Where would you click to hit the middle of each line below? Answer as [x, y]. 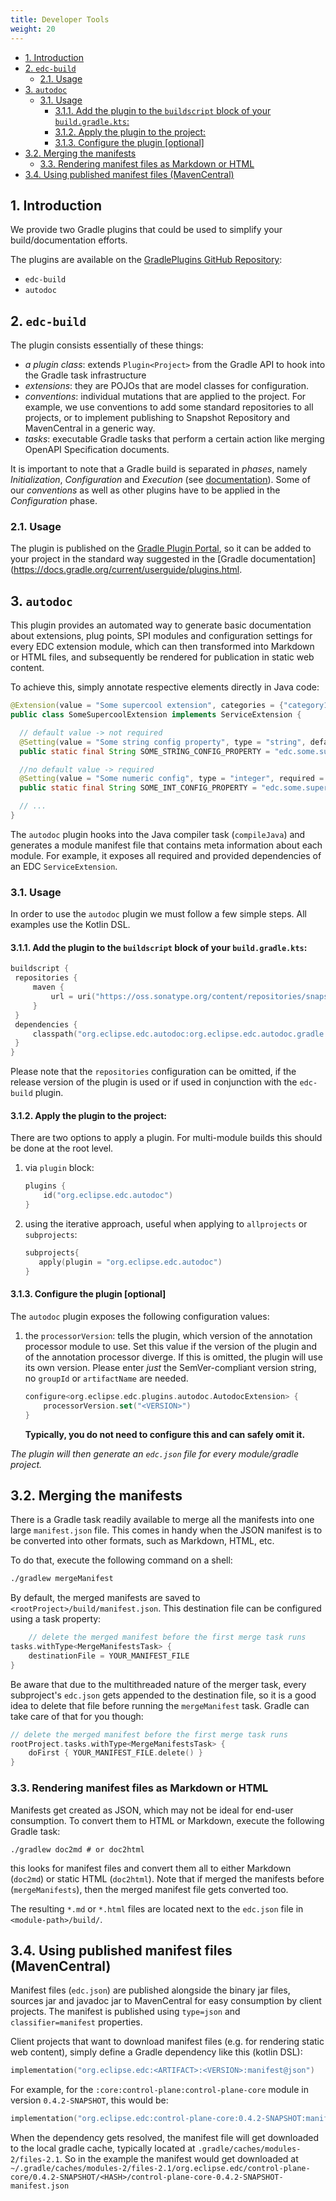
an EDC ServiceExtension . [64, 866]
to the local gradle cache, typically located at [103, 2148]
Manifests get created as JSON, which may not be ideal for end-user [152, 1810]
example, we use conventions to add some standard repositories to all [169, 407]
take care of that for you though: [77, 1716]
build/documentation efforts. [69, 240]
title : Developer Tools [60, 19]
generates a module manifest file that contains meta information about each [166, 845]
